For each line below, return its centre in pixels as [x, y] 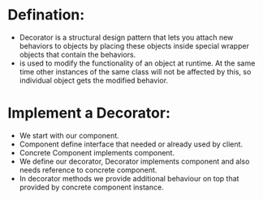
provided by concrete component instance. [91, 187]
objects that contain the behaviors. [78, 54]
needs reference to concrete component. [88, 170]
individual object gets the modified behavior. [93, 80]
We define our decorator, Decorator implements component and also [134, 161]
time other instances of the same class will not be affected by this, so [135, 71]
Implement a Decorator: [89, 113]
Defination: [46, 15]
